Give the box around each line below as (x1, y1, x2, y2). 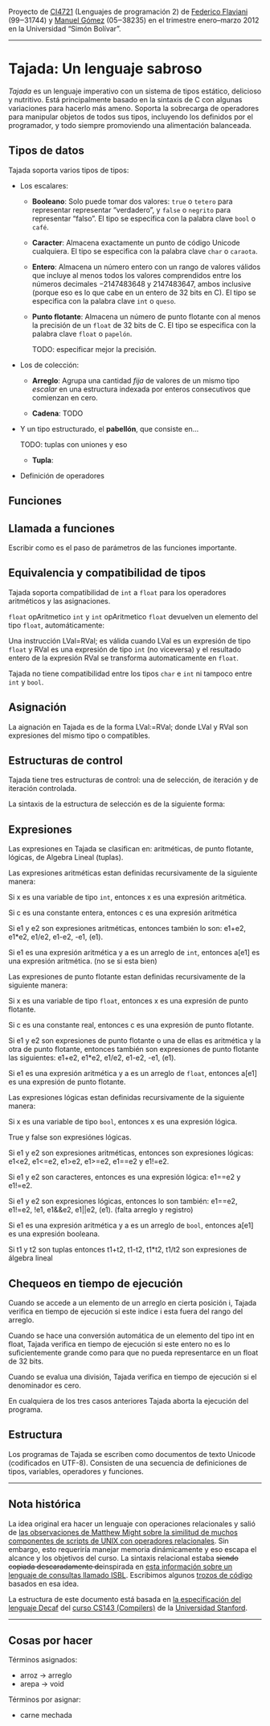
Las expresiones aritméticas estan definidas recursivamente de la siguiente (8, 868, 258, 878)
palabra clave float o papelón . (31, 329, 133, 338)
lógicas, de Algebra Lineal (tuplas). (8, 853, 124, 863)
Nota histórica (8, 1497, 81, 1511)
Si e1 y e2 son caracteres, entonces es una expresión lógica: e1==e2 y (8, 1172, 241, 1182)
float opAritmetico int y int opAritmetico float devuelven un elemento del (8, 611, 259, 621)
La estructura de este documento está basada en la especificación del (8, 1594, 241, 1604)
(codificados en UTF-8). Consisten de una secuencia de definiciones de (8, 1458, 247, 1467)
